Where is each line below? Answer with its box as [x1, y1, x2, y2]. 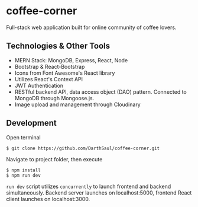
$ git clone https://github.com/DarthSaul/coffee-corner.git [6, 145, 160, 151]
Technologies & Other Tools [6, 41, 111, 51]
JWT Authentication [14, 82, 64, 89]
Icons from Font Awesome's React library [14, 69, 115, 77]
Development [6, 118, 57, 128]
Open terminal [6, 133, 41, 141]
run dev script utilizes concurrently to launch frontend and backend [6, 183, 171, 190]
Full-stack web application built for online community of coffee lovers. [6, 24, 177, 31]
